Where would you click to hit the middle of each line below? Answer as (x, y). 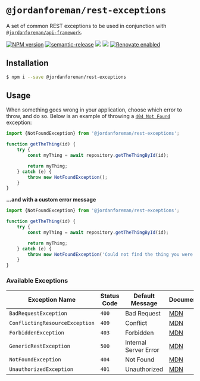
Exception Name (52, 300)
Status (110, 296)
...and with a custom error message (51, 200)
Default (144, 296)
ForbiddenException (37, 333)
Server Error (142, 350)
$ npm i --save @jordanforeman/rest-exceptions (66, 77)
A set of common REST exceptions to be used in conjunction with (86, 26)
